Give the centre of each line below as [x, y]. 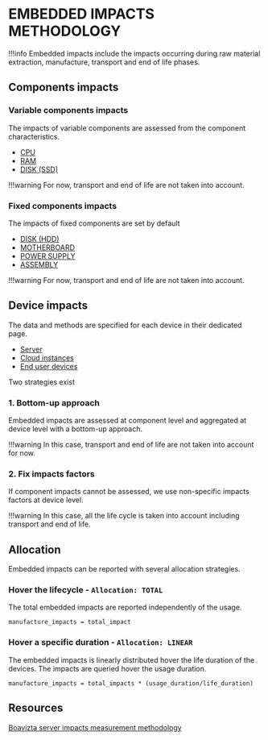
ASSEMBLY [39, 264]
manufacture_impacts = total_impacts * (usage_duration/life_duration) [131, 683]
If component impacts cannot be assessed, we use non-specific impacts [129, 492]
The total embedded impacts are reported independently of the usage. [125, 607]
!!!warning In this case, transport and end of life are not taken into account [131, 445]
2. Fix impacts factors [52, 474]
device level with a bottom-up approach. [76, 429]
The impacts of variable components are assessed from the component [127, 128]
